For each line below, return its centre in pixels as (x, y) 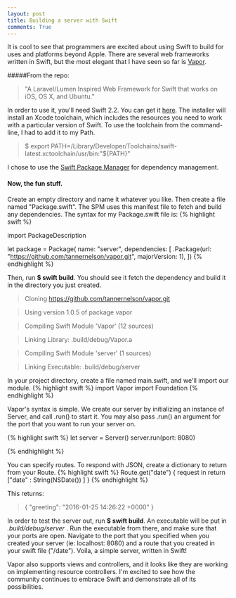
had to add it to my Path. (60, 133)
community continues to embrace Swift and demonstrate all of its (102, 579)
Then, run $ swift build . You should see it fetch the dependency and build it (117, 277)
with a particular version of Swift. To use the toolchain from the (98, 125)
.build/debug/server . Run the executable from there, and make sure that (112, 528)
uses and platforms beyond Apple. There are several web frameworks (108, 54)
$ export (37, 146)
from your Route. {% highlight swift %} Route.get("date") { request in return (117, 472)
